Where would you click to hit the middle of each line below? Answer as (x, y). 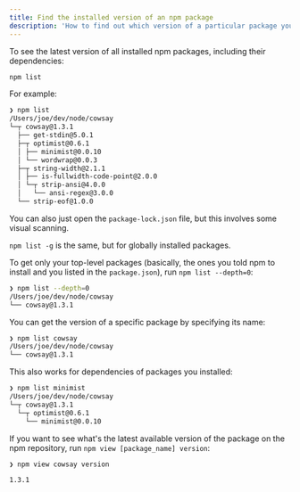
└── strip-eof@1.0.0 (55, 201)
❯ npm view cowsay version (59, 464)
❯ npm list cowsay (43, 338)
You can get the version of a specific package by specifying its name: (137, 322)
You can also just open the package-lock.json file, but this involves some (143, 218)
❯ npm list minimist (48, 389)
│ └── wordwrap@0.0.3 (58, 160)
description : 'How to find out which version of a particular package (143, 26)
